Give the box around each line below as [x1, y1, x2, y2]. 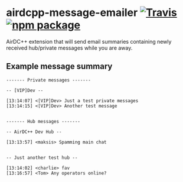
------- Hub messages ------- [6, 118, 81, 124]
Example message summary [6, 61, 113, 71]
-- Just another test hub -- [6, 154, 78, 161]
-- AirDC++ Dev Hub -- [6, 129, 62, 135]
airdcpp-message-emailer [6, 6, 138, 19]
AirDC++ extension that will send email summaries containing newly [6, 38, 172, 45]
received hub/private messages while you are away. [6, 44, 133, 51]
